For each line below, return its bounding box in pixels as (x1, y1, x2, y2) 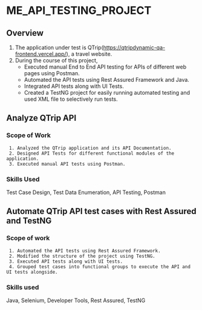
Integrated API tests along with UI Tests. (24, 83, 124, 90)
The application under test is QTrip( (15, 44, 104, 51)
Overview (6, 28, 44, 38)
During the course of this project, (15, 57, 98, 64)
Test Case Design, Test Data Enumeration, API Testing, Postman (6, 189, 166, 196)
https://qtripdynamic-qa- (103, 44, 165, 51)
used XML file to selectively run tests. (24, 95, 118, 103)
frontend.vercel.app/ (15, 50, 67, 58)
